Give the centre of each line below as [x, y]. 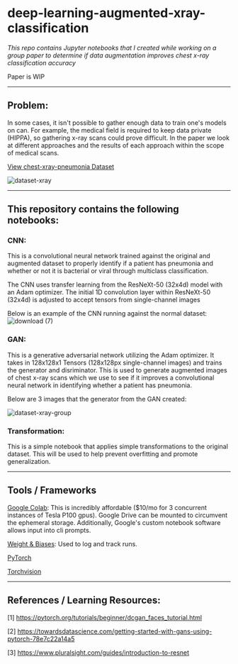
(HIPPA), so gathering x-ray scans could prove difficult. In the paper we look [119, 138]
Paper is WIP [26, 77]
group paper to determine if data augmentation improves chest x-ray [108, 55]
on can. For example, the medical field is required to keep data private [109, 130]
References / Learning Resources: [84, 601]
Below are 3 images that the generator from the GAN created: [97, 399]
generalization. [29, 462]
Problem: [28, 105]
